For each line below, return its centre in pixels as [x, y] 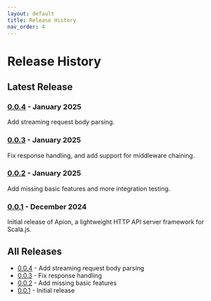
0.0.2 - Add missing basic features [67, 283]
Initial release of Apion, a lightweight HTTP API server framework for [106, 222]
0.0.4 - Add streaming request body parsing [81, 268]
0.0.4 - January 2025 [44, 107]
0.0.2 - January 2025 [44, 173]
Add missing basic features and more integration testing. [89, 189]
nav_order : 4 [26, 27]
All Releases [35, 251]
